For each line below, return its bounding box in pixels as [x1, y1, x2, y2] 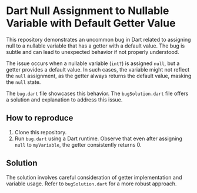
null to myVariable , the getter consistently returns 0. [14, 141, 142, 148]
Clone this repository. [14, 128, 67, 136]
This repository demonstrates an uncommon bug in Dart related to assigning [6, 36, 191, 43]
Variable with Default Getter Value [6, 16, 176, 30]
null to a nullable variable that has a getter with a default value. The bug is [6, 42, 185, 49]
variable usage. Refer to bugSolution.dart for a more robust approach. [6, 180, 177, 187]
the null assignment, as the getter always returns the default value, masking [6, 72, 192, 79]
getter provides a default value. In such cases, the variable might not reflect [6, 66, 190, 73]
